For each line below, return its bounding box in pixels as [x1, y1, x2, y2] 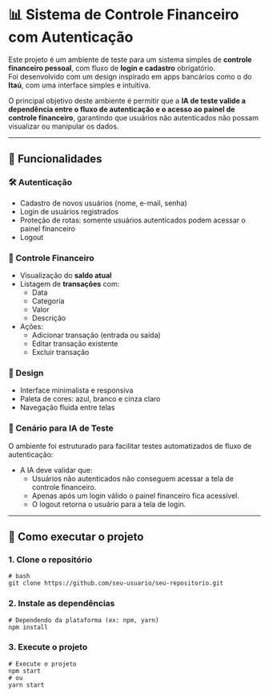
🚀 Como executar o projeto [8, 530, 144, 544]
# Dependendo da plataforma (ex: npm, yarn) [8, 616, 159, 624]
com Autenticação [8, 28, 134, 47]
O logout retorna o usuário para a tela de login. [31, 499, 187, 509]
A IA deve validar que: [19, 465, 94, 475]
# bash [8, 573, 30, 581]
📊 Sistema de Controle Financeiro [8, 6, 239, 24]
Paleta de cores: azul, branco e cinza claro [19, 394, 161, 404]
